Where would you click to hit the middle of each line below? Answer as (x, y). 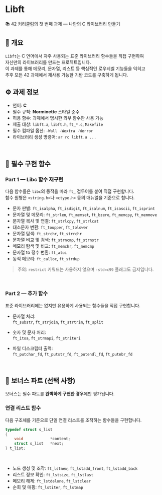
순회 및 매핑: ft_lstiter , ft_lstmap (48, 487)
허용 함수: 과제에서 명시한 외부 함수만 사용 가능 (58, 118)
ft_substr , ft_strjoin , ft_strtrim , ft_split (58, 322)
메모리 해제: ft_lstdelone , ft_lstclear (52, 481)
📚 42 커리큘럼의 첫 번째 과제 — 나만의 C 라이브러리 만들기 (63, 24)
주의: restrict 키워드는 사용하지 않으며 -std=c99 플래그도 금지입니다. (86, 269)
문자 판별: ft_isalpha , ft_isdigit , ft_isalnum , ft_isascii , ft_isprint (84, 208)
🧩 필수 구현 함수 (28, 164)
